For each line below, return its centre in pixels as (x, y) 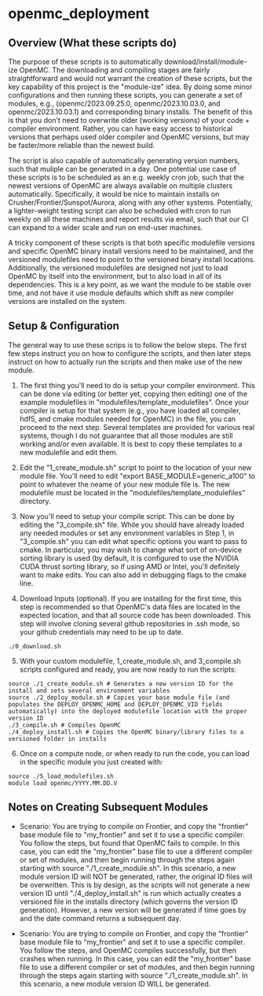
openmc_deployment (79, 14)
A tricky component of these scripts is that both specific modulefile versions (131, 243)
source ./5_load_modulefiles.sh (61, 776)
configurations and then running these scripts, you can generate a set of (126, 95)
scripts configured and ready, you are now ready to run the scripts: (128, 669)
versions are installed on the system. (68, 301)
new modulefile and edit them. (69, 452)
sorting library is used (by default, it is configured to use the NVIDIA (129, 558)
